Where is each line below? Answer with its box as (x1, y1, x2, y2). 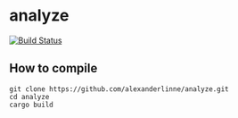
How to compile (9, 61, 98, 76)
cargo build (9, 100, 53, 109)
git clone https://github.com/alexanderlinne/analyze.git (9, 84, 229, 94)
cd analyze (9, 92, 50, 101)
